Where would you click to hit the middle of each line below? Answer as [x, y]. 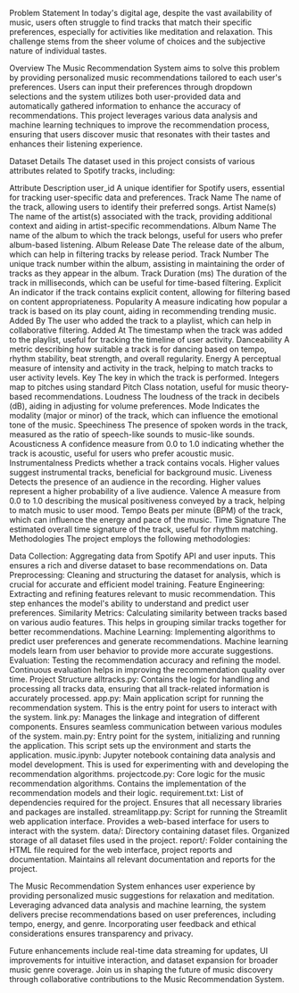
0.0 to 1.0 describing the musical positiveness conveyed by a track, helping [147, 501]
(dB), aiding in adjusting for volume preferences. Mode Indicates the [135, 406]
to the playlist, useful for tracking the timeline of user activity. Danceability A [149, 339]
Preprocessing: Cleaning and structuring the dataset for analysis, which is [145, 575]
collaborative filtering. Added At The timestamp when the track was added [146, 330]
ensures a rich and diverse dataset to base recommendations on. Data [138, 565]
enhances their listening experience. [76, 144]
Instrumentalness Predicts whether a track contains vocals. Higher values [145, 463]
